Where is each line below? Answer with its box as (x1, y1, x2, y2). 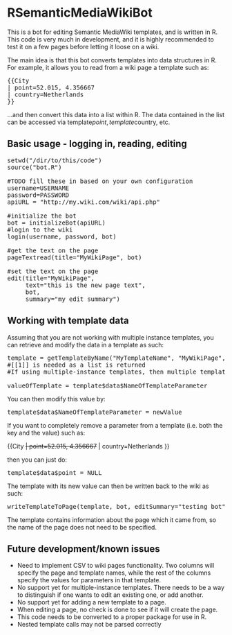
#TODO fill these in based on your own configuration (7, 177, 193, 185)
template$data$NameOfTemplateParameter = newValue (7, 408, 182, 416)
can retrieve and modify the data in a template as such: (7, 340, 164, 349)
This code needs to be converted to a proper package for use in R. (17, 613, 207, 621)
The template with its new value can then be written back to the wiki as (7, 482, 209, 490)
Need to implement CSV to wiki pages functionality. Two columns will (17, 562, 215, 570)
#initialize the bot (7, 211, 77, 220)
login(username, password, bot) (7, 232, 117, 241)
